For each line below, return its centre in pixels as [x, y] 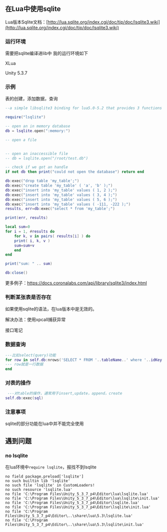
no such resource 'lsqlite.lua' [39, 490]
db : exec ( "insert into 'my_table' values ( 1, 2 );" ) [61, 190]
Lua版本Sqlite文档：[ [27, 22]
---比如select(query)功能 [31, 355]
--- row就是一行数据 [24, 364]
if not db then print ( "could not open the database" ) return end [74, 172]
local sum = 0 [17, 227]
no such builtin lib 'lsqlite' [38, 481]
